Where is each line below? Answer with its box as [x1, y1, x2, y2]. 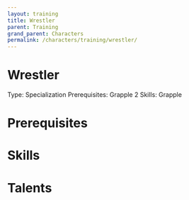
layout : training [7, 10, 59, 18]
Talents [7, 180, 52, 196]
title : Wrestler [7, 17, 55, 24]
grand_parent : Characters [7, 30, 84, 37]
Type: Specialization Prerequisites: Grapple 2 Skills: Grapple [7, 90, 183, 99]
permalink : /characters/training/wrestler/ [7, 37, 138, 44]
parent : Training [7, 23, 59, 30]
